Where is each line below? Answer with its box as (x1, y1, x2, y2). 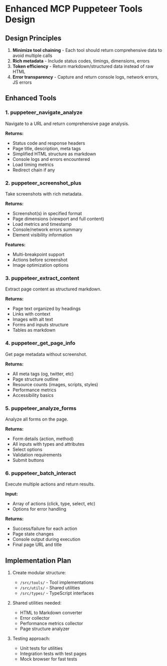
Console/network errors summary (12, 226, 83, 232)
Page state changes (12, 531, 54, 537)
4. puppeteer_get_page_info (5, 340, 76, 347)
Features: (5, 241, 26, 248)
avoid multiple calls (12, 52, 53, 58)
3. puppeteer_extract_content (5, 274, 79, 281)
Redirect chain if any (12, 167, 55, 173)
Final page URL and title (12, 541, 62, 548)
